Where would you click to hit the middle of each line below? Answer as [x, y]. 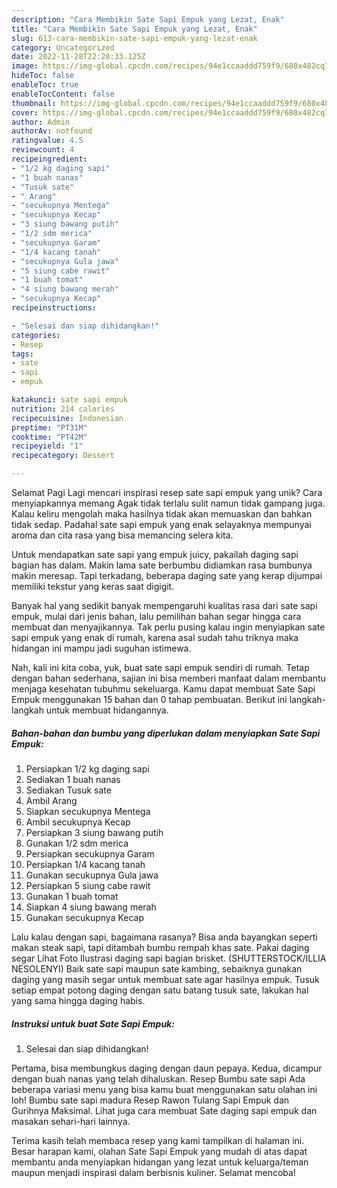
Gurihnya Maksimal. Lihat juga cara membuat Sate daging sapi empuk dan [164, 1110]
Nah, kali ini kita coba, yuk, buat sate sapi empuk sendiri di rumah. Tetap [160, 667]
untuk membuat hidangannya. [107, 710]
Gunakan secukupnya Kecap [85, 917]
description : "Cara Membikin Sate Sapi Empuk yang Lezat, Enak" [148, 19]
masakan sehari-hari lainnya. [71, 1121]
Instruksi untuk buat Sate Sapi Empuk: [93, 1023]
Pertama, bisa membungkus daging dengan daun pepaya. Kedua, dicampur [167, 1068]
